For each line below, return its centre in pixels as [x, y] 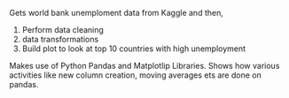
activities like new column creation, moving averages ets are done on [135, 75]
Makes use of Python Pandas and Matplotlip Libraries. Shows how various [144, 66]
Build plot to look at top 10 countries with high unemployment [134, 49]
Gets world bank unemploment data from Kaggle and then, [116, 13]
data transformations [60, 39]
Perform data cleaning [63, 30]
